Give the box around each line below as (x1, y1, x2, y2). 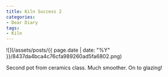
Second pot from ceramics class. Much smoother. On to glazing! (6, 64, 163, 71)
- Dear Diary (6, 19, 38, 25)
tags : (6, 25, 19, 31)
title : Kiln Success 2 (6, 8, 62, 15)
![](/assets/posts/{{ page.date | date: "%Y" (6, 46, 110, 53)
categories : (6, 14, 35, 20)
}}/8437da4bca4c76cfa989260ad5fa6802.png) (6, 53, 122, 60)
